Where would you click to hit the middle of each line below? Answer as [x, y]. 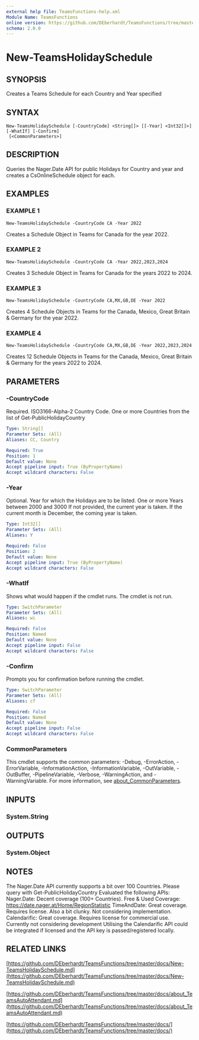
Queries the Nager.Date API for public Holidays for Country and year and [95, 169]
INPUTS [21, 799]
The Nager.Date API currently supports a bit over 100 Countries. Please [93, 886]
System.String [28, 816]
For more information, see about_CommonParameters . [115, 781]
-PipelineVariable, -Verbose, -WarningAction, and [92, 775]
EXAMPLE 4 [24, 333]
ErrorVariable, [23, 768]
